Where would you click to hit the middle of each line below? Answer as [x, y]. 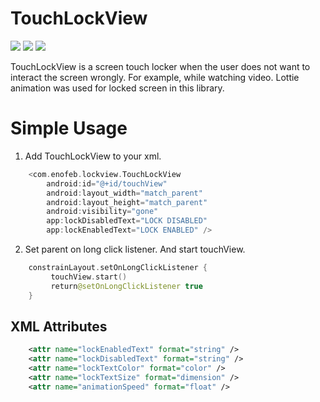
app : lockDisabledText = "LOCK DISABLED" [127, 221]
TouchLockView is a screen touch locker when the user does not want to [160, 66]
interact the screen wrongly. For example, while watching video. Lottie [155, 77]
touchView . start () [89, 277]
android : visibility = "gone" [102, 212]
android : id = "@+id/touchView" [107, 183]
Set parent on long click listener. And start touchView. [135, 249]
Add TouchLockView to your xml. [93, 156]
